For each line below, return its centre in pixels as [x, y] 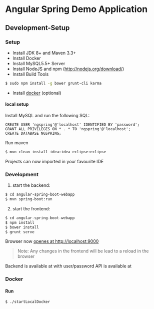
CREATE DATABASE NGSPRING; [33, 133]
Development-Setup [37, 28]
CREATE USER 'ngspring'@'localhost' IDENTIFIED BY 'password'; [72, 124]
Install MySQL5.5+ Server [39, 63]
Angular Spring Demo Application [76, 9]
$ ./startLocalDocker [28, 301]
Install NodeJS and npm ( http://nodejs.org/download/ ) [68, 69]
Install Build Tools [30, 74]
